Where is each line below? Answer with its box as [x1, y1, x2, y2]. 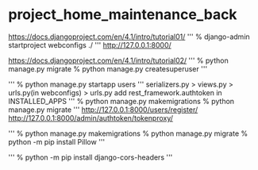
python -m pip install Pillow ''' [8, 137, 106, 146]
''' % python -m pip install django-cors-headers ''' [8, 153, 173, 162]
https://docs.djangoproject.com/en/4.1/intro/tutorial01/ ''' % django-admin [8, 32, 250, 41]
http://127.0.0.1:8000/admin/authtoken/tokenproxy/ [8, 113, 173, 122]
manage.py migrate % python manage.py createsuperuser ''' [8, 64, 208, 73]
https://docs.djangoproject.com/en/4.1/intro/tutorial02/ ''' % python [8, 56, 229, 65]
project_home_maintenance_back [8, 6, 237, 24]
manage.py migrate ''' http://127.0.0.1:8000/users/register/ [8, 105, 198, 114]
